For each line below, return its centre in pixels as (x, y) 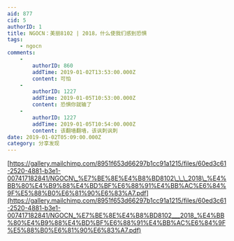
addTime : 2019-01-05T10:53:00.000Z (84, 98)
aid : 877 (20, 14)
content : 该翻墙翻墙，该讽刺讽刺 (75, 131)
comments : (22, 53)
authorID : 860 (53, 66)
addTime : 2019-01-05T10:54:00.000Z (84, 124)
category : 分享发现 (34, 144)
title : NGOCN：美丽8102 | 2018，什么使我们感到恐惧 (77, 33)
